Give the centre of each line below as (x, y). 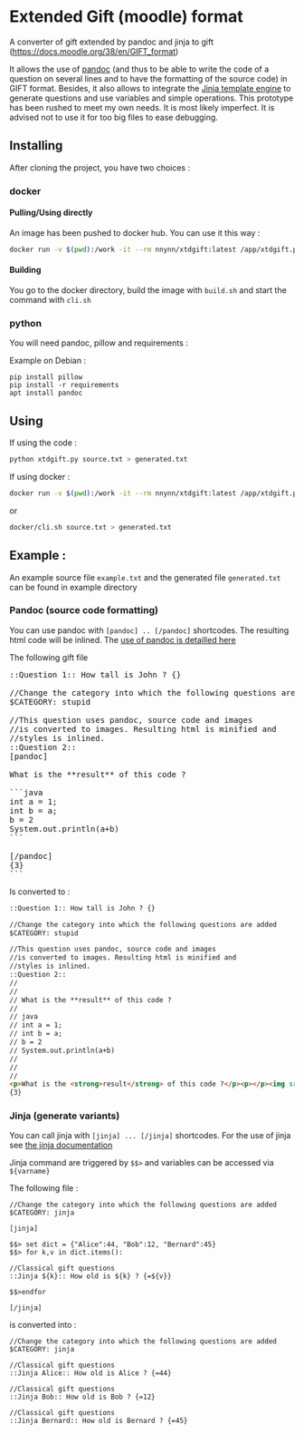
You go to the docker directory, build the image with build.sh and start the (148, 290)
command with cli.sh (51, 299)
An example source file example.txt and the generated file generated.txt (145, 577)
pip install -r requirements (64, 385)
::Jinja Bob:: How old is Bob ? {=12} (82, 1397)
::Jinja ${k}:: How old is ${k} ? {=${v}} (90, 1276)
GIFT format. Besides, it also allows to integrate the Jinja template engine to (150, 88)
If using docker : (40, 476)
